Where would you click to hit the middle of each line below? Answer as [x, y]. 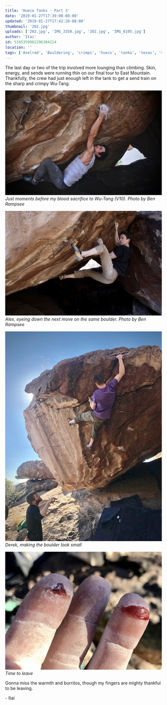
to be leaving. [19, 689]
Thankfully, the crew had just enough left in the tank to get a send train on [81, 78]
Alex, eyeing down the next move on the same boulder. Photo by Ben [76, 319]
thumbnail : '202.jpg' [28, 26]
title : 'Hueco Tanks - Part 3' [38, 10]
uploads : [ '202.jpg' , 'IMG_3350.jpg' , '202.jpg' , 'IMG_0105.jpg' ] [75, 32]
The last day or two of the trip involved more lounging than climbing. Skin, [81, 67]
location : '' [19, 47]
